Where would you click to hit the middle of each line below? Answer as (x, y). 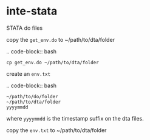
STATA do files (25, 28)
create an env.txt (28, 73)
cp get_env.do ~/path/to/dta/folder (53, 62)
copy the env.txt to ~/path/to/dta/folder (56, 130)
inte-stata (32, 11)
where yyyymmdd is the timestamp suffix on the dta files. (75, 118)
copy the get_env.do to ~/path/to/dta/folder (61, 39)
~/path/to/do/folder (32, 96)
